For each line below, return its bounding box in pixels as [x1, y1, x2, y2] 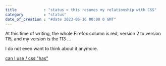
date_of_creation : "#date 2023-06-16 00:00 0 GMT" [5, 17, 116, 22]
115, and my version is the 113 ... [5, 36, 71, 42]
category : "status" [5, 12, 67, 17]
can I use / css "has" [5, 55, 48, 61]
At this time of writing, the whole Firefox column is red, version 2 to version [5, 31, 161, 37]
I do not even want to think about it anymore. [5, 46, 98, 52]
